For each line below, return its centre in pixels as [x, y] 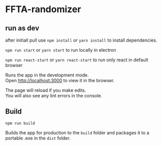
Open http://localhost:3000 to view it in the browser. [60, 80]
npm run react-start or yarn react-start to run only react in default [77, 60]
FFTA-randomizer [43, 9]
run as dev [22, 28]
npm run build [20, 123]
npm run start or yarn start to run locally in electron [61, 50]
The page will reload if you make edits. [46, 90]
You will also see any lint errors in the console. [54, 96]
